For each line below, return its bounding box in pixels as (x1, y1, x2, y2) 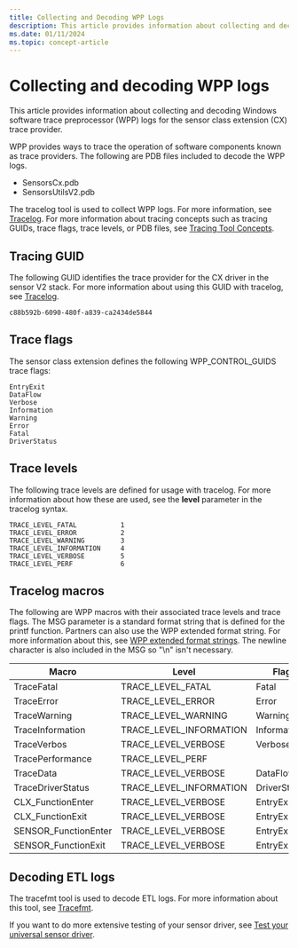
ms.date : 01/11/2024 (9, 29, 86, 38)
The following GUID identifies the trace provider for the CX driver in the (9, 273, 269, 282)
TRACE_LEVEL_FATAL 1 (9, 520, 125, 529)
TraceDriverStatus (13, 782, 90, 794)
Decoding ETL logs (9, 869, 115, 884)
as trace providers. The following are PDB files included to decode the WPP (9, 151, 286, 162)
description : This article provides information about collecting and (9, 21, 276, 30)
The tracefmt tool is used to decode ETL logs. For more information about (9, 893, 278, 904)
